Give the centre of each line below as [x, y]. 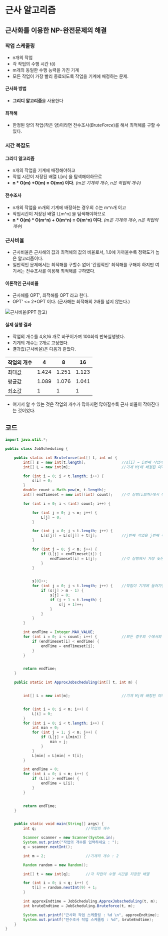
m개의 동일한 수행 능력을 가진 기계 [46, 70]
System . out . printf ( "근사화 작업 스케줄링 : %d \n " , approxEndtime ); [91, 915]
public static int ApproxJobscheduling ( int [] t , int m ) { [76, 683]
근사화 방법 [16, 88]
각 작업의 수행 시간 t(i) [34, 63]
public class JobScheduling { [37, 449]
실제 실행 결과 [18, 324]
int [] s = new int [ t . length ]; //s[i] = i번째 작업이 [93, 462]
